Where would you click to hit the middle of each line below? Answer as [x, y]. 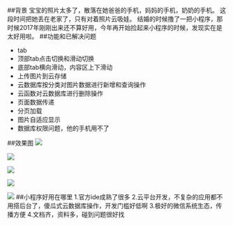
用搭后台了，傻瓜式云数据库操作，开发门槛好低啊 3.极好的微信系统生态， [112, 205]
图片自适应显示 [39, 119]
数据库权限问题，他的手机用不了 [63, 128]
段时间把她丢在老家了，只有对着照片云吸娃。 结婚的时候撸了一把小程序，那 [115, 19]
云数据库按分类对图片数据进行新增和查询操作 [82, 85]
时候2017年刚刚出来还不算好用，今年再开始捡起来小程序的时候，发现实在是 [115, 28]
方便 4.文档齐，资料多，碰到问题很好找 [69, 214]
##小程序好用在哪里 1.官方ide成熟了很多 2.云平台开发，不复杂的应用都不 [119, 197]
